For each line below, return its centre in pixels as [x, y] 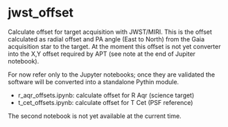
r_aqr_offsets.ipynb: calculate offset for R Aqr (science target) [106, 95]
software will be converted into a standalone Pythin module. [94, 81]
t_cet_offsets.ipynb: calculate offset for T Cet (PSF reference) [105, 102]
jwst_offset [41, 13]
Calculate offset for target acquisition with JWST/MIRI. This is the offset [110, 32]
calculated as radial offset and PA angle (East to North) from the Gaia [106, 39]
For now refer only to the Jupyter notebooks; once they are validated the [112, 75]
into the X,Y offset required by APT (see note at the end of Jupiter [102, 54]
